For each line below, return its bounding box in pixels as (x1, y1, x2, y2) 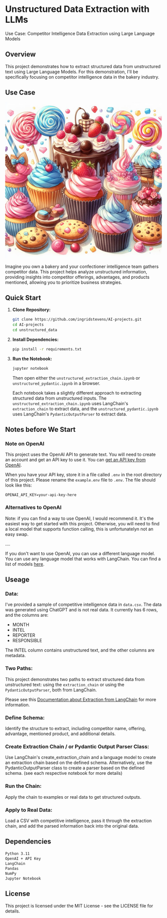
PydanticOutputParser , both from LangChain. (5, 687, 97, 693)
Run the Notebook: (12, 355, 52, 361)
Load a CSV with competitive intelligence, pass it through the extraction (5, 818, 152, 824)
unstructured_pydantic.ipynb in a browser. (12, 380, 100, 386)
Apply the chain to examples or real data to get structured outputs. (5, 794, 142, 800)
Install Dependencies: (12, 336, 59, 342)
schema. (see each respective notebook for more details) (5, 770, 123, 776)
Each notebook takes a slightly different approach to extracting (12, 390, 142, 396)
